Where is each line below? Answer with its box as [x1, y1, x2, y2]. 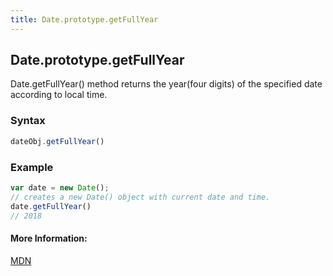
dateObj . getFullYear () [10, 136, 105, 146]
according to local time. [10, 89, 108, 101]
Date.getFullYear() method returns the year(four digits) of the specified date [10, 78, 323, 90]
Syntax [10, 114, 46, 128]
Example [10, 160, 54, 174]
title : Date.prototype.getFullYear [10, 14, 159, 25]
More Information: [10, 232, 88, 244]
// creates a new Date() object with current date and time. [10, 192, 271, 202]
